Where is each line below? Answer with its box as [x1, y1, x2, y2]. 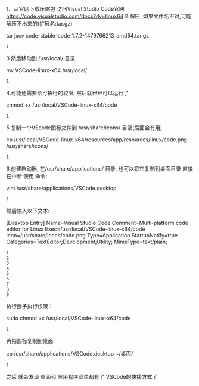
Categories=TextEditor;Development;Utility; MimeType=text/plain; [6, 238, 168, 245]
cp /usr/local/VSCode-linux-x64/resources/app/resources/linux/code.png [6, 136, 188, 143]
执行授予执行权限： [6, 303, 54, 310]
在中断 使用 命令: [6, 172, 48, 180]
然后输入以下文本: [6, 208, 50, 214]
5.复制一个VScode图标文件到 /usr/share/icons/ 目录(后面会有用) [6, 124, 163, 131]
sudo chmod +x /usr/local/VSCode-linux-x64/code [6, 315, 131, 322]
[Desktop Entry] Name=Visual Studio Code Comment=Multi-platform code [6, 220, 189, 226]
